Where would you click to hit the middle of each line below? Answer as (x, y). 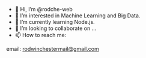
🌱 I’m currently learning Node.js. (55, 22)
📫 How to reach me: (41, 35)
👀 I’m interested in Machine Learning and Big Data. (78, 16)
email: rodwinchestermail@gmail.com (53, 49)
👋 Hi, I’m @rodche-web (44, 9)
